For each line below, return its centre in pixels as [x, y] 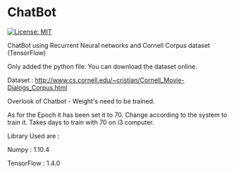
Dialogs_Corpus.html [37, 87]
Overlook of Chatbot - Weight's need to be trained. [81, 101]
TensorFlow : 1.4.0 [34, 163]
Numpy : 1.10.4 [28, 149]
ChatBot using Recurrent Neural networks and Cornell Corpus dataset [109, 45]
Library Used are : [33, 136]
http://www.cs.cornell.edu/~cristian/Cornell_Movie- [110, 80]
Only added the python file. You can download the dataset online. [102, 66]
